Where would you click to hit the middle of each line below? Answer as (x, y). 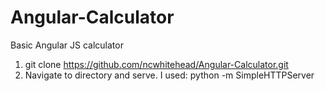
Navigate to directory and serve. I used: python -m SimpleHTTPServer (169, 75)
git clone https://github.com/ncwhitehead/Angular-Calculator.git (156, 64)
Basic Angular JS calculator (67, 45)
